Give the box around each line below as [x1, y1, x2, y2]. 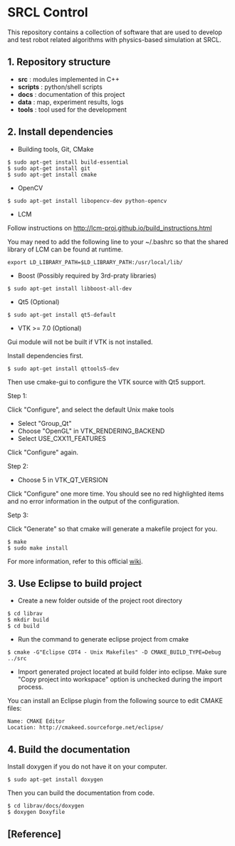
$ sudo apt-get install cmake [7, 171, 98, 178]
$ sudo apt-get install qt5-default [7, 311, 116, 318]
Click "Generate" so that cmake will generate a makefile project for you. [7, 524, 218, 533]
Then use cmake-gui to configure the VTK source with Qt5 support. [7, 377, 206, 386]
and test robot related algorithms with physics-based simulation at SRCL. [7, 35, 222, 43]
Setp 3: [7, 511, 28, 519]
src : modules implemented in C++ [17, 75, 120, 83]
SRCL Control [7, 4, 88, 21]
